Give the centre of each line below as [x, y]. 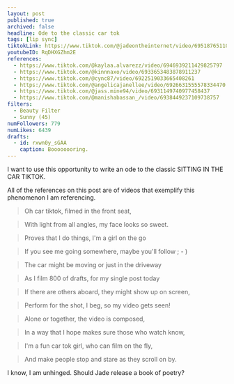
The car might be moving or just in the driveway [93, 265]
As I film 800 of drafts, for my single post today [92, 278]
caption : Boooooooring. [54, 150]
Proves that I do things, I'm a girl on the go [85, 238]
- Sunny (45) [32, 117]
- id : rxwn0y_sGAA [40, 143]
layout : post [26, 14]
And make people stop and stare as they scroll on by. [100, 359]
